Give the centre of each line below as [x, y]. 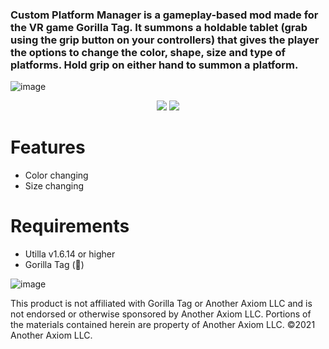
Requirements [70, 226]
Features [48, 147]
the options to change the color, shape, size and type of [148, 52]
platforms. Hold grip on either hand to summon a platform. [154, 65]
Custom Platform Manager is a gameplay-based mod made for [164, 15]
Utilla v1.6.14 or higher [70, 254]
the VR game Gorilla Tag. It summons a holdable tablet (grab [159, 27]
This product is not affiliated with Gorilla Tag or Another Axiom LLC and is [161, 304]
